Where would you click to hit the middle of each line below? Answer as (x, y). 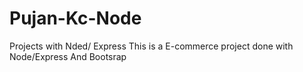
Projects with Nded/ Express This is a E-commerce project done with (151, 46)
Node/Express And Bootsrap (68, 56)
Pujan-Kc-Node (75, 18)
